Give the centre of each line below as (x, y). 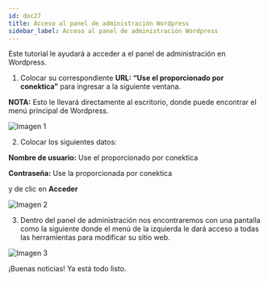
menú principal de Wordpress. (59, 111)
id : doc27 (25, 16)
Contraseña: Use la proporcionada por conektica (90, 174)
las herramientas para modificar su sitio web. (95, 237)
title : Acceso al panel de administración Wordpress (99, 23)
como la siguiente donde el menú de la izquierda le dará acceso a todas (140, 229)
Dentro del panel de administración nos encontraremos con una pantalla (140, 220)
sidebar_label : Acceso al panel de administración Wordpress (113, 31)
